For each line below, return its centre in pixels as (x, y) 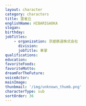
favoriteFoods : (21, 64)
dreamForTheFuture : (25, 73)
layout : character (24, 10)
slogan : (13, 28)
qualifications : (21, 55)
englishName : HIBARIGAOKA (31, 23)
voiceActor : (17, 78)
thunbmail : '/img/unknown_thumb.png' (43, 87)
